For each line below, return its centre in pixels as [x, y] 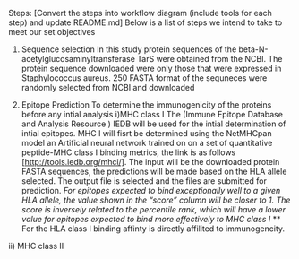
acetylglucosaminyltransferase [78, 59]
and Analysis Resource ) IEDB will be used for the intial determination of [154, 124]
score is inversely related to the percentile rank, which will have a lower [154, 209]
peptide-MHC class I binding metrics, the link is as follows [128, 152]
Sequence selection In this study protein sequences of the [129, 49]
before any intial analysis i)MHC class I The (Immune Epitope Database [152, 114]
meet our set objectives [52, 32]
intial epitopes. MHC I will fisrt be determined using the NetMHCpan [146, 133]
